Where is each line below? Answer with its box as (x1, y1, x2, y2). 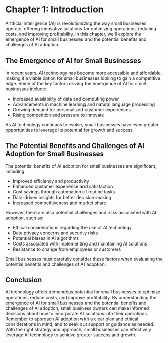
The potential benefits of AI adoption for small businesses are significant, (5, 163, 157, 169)
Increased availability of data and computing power (12, 95, 119, 102)
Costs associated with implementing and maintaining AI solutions (12, 240, 147, 247)
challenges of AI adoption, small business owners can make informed (5, 305, 149, 311)
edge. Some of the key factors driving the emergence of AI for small (5, 80, 146, 86)
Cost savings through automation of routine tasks (12, 188, 115, 195)
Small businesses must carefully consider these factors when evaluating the (5, 256, 163, 262)
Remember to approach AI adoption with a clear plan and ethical (5, 316, 139, 322)
